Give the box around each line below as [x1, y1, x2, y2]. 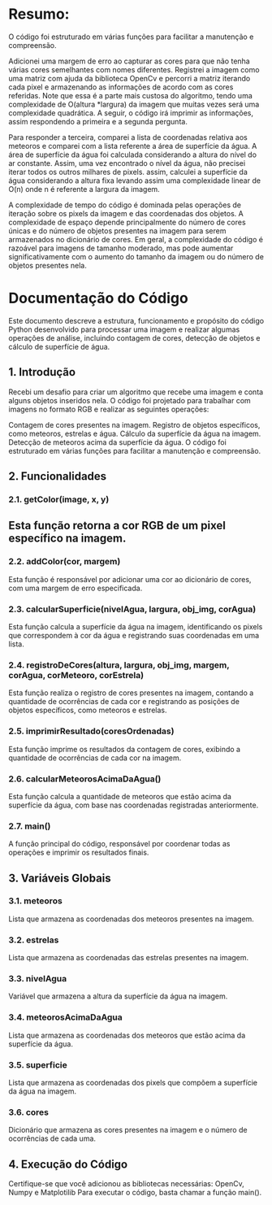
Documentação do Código [8, 289, 188, 307]
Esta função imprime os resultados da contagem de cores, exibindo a [8, 744, 241, 754]
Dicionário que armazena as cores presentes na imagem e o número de [8, 1125, 248, 1135]
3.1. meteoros [8, 895, 63, 907]
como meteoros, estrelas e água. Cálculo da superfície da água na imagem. [8, 428, 261, 438]
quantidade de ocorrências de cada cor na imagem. [8, 753, 182, 763]
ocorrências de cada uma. [8, 1133, 96, 1143]
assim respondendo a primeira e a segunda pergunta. [8, 116, 188, 126]
